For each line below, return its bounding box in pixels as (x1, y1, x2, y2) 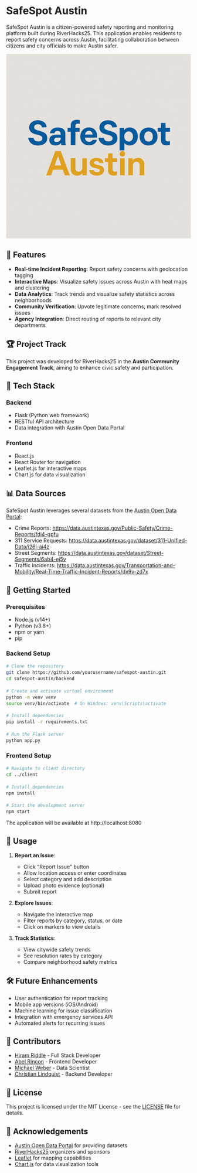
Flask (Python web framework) (14, 412, 90, 419)
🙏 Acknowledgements (6, 1126, 89, 1136)
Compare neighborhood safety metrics (23, 958, 117, 965)
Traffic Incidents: (14, 562, 56, 569)
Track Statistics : (14, 935, 56, 942)
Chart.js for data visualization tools (14, 1161, 98, 1168)
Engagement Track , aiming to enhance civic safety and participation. (6, 364, 174, 371)
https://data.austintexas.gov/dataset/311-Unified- (68, 537, 188, 544)
